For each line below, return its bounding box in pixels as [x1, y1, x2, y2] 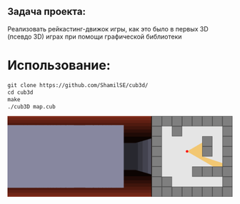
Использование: [7, 57, 111, 73]
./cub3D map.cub [7, 103, 56, 110]
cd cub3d [7, 88, 34, 96]
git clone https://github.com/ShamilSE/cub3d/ [7, 81, 149, 88]
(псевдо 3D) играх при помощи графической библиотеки [7, 32, 182, 41]
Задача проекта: [7, 6, 86, 18]
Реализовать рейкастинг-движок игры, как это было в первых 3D [7, 24, 209, 33]
